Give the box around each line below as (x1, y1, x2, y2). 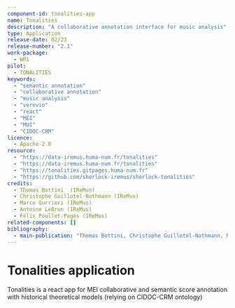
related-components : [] (7, 219, 77, 226)
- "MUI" (13, 121, 36, 128)
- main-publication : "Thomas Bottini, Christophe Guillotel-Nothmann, (13, 232, 224, 239)
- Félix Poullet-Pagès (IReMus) (13, 213, 108, 220)
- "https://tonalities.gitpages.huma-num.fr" (13, 166, 149, 174)
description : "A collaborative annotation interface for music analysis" (7, 23, 227, 30)
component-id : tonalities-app (7, 10, 96, 18)
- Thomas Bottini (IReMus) (13, 187, 96, 194)
